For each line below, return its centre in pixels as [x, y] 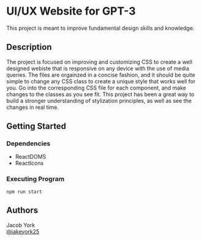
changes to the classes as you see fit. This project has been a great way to [100, 94]
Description [29, 47]
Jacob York [21, 225]
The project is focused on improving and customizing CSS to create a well [99, 61]
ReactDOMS [31, 157]
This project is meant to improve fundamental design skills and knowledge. [100, 28]
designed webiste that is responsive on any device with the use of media [98, 68]
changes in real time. [33, 107]
